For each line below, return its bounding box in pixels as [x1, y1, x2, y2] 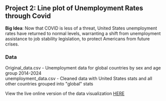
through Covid [5, 12, 51, 20]
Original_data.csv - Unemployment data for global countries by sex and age [5, 65, 161, 71]
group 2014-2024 [5, 70, 41, 76]
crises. [5, 41, 19, 47]
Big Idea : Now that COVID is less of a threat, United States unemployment [5, 25, 157, 31]
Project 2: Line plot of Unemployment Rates [5, 4, 143, 12]
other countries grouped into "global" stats [5, 81, 93, 87]
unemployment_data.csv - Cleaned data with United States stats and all [5, 75, 152, 81]
